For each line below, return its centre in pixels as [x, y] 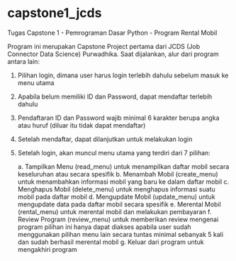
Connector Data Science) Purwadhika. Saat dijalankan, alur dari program [113, 54]
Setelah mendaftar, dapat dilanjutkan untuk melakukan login [105, 139]
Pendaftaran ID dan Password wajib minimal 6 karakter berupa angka [118, 118]
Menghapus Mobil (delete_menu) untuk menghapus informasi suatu [117, 189]
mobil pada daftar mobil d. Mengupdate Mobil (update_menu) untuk [116, 196]
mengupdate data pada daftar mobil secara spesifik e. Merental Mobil [119, 204]
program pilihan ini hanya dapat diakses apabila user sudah [104, 227]
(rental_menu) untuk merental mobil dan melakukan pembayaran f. [114, 211]
